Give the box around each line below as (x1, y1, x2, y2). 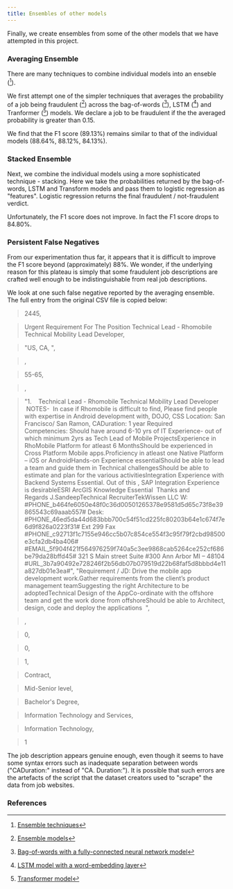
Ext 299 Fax (81, 523, 116, 531)
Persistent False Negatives (7, 237, 100, 247)
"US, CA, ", (24, 344, 55, 352)
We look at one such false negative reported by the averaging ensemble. (7, 288, 215, 297)
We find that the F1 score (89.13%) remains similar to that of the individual (7, 129, 218, 137)
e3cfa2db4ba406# (24, 537, 79, 546)
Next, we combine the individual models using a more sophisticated (7, 170, 201, 178)
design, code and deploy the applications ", (24, 604, 150, 612)
